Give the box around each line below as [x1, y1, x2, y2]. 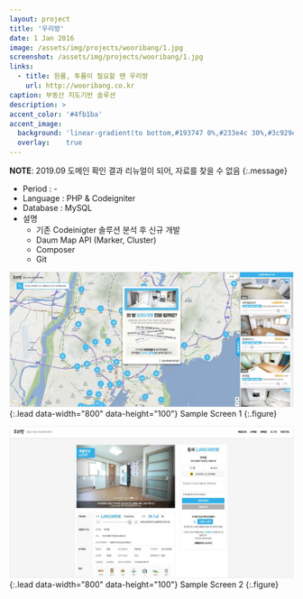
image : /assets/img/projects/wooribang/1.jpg [9, 43, 183, 52]
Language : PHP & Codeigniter [22, 193, 136, 203]
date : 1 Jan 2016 [9, 33, 75, 42]
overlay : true [17, 138, 83, 148]
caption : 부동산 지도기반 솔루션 [9, 90, 116, 99]
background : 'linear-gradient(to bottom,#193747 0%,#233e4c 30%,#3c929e [17, 129, 297, 138]
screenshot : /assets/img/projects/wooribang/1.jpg [9, 52, 204, 62]
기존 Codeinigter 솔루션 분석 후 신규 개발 [35, 225, 180, 235]
